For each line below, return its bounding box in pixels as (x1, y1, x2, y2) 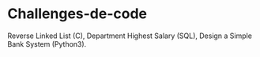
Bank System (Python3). (7, 39, 87, 48)
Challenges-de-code (7, 5, 148, 23)
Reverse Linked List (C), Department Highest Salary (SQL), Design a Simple (7, 31, 252, 40)
